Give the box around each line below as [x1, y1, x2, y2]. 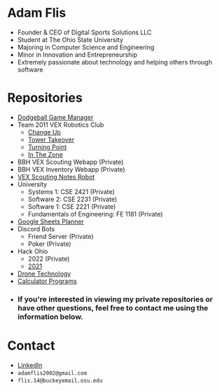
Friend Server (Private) [27, 232, 94, 240]
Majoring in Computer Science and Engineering [17, 43, 155, 51]
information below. [17, 312, 83, 322]
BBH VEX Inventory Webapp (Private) [17, 165, 125, 173]
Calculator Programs [17, 277, 77, 285]
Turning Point [27, 142, 67, 151]
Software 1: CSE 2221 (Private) [27, 202, 116, 211]
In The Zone [27, 150, 63, 158]
